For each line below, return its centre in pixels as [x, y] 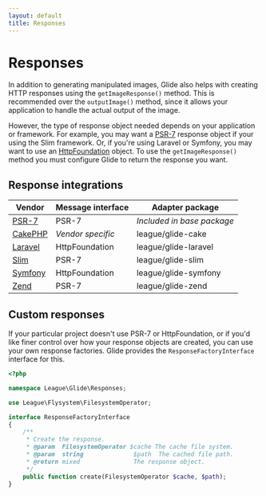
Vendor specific [85, 234]
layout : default [35, 16]
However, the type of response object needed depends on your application [132, 126]
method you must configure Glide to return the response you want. [118, 160]
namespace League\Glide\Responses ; [67, 388]
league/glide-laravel [175, 247]
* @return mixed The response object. [115, 462]
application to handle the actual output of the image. [94, 110]
